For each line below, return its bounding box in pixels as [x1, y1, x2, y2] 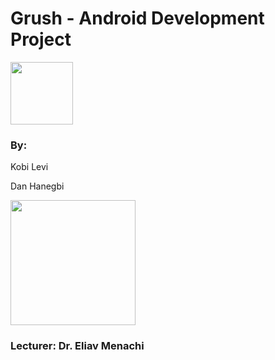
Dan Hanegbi [10, 180, 65, 192]
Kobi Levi [10, 161, 49, 173]
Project [10, 28, 72, 51]
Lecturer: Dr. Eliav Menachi [10, 339, 145, 353]
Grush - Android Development [10, 7, 265, 30]
